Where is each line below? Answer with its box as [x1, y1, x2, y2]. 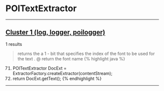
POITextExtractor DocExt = [12, 65, 67, 71]
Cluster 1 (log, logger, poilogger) [5, 28, 106, 36]
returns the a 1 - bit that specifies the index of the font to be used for [17, 51, 155, 56]
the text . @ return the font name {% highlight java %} [17, 55, 126, 61]
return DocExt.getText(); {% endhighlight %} [12, 75, 102, 81]
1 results [5, 41, 22, 47]
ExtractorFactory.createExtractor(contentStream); [12, 70, 112, 76]
